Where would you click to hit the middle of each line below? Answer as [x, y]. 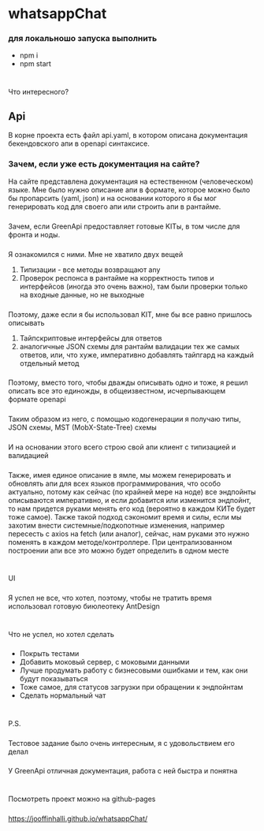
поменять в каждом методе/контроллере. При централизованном [120, 542]
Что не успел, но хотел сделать [61, 634]
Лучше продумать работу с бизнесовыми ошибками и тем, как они [134, 670]
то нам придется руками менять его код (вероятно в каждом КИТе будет [132, 509]
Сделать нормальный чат [63, 695]
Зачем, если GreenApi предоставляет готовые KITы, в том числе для [124, 226]
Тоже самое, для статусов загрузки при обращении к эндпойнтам [131, 688]
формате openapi [37, 400]
